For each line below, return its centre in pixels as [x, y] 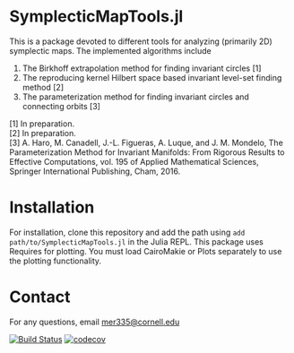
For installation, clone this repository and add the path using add [127, 232]
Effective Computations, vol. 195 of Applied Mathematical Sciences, [134, 161]
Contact [40, 297]
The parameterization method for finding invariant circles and [135, 97]
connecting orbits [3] [61, 106]
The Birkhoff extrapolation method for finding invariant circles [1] [142, 68]
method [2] [43, 87]
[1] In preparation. [42, 124]
